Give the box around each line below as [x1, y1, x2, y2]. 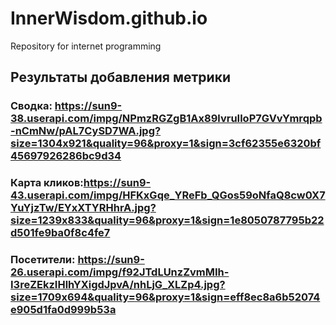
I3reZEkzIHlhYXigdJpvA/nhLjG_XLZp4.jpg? [10, 278, 226, 292]
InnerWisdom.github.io [10, 7, 208, 30]
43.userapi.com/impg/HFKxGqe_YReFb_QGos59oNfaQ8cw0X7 [10, 188, 326, 202]
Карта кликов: [10, 176, 84, 190]
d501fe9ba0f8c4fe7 [10, 226, 111, 240]
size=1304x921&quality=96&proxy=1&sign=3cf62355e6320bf [10, 137, 322, 151]
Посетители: [10, 253, 76, 267]
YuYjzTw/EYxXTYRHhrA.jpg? [10, 201, 157, 215]
